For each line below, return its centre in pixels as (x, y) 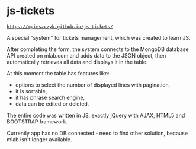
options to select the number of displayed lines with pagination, (93, 85)
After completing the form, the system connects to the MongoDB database (98, 49)
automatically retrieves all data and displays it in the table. (77, 62)
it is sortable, (31, 91)
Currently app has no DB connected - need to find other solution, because (97, 133)
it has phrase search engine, (50, 97)
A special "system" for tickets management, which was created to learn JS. (99, 37)
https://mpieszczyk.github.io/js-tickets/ (60, 27)
